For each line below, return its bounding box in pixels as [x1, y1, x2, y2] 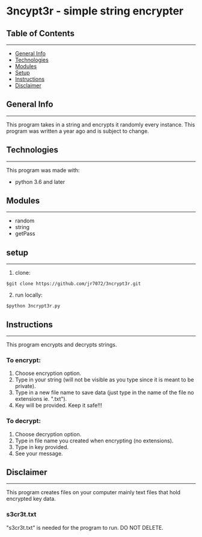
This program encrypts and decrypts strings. [6, 341, 117, 348]
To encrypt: [6, 356, 41, 364]
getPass [14, 230, 35, 237]
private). [14, 383, 36, 390]
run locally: [14, 291, 43, 299]
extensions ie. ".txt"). [14, 395, 67, 403]
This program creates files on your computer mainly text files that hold [6, 489, 181, 496]
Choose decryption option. [14, 430, 82, 438]
